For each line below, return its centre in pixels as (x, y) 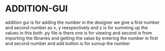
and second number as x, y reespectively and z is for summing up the (77, 27)
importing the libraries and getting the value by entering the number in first (82, 38)
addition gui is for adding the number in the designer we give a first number (82, 22)
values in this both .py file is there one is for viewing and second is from (79, 33)
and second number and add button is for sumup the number (68, 43)
